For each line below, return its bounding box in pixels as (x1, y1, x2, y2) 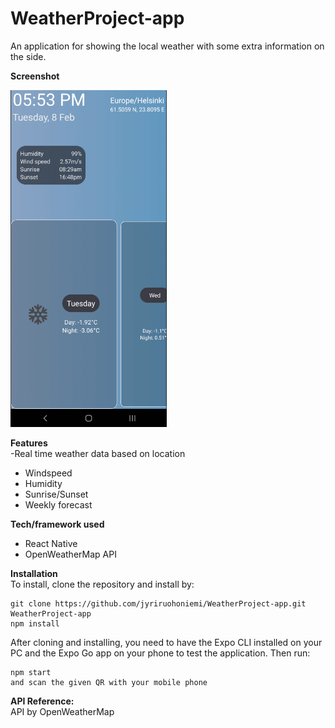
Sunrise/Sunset (24, 488, 89, 500)
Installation (10, 567, 58, 579)
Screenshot (10, 70, 60, 82)
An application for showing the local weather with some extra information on (10, 40, 325, 52)
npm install (10, 618, 60, 629)
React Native (24, 537, 78, 549)
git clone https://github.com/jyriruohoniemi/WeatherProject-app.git (10, 598, 307, 609)
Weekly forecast (24, 498, 93, 511)
